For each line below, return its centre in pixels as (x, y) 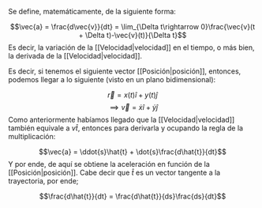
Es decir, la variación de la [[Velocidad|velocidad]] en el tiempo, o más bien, (131, 47)
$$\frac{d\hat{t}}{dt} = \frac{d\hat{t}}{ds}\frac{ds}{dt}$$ (133, 196)
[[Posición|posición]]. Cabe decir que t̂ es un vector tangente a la (114, 172)
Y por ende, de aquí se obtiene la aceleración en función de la (109, 164)
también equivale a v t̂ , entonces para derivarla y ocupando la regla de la (125, 128)
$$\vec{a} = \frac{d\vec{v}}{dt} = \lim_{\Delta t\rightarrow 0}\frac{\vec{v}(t (133, 26)
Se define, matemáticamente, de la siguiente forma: (92, 11)
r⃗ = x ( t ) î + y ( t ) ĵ (133, 95)
